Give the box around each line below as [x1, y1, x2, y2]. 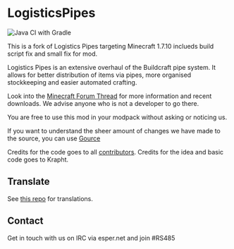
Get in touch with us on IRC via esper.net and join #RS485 [7, 233, 175, 242]
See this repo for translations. [7, 194, 93, 202]
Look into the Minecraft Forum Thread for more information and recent [7, 92, 212, 100]
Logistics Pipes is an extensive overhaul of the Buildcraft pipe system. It [7, 63, 216, 71]
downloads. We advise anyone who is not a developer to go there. [7, 99, 199, 107]
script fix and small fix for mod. [7, 49, 98, 58]
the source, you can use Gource [7, 134, 101, 142]
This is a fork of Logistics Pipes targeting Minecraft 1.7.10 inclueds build [7, 42, 214, 50]
